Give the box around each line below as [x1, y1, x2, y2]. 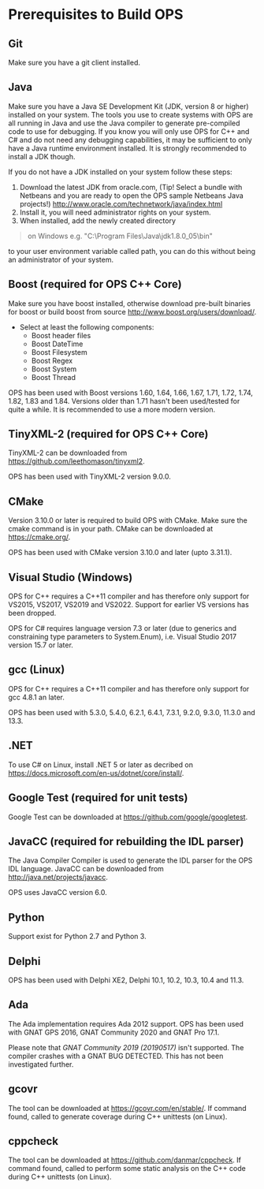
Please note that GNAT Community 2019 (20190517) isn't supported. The [8, 1042, 244, 1052]
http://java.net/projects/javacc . [8, 873, 109, 882]
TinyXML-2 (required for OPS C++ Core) [8, 427, 209, 441]
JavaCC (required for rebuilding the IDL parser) [8, 834, 244, 848]
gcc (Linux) [8, 663, 65, 676]
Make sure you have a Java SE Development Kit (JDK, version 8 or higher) [8, 101, 250, 111]
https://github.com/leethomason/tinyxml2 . [8, 457, 145, 466]
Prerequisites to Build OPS [8, 6, 184, 24]
